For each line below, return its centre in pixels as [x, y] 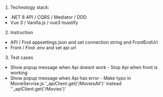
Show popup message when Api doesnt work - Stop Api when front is [84, 67]
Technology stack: [30, 7]
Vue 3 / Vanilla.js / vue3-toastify [44, 23]
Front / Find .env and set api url [43, 47]
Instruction [22, 32]
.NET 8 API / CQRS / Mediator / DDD [48, 17]
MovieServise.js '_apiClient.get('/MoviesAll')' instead [66, 84]
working [19, 73]
